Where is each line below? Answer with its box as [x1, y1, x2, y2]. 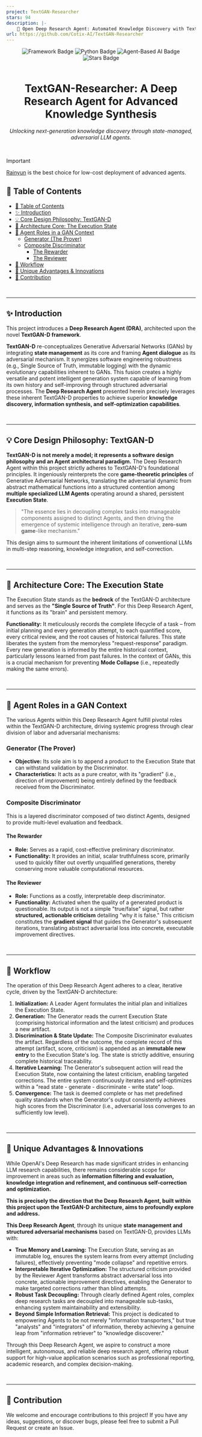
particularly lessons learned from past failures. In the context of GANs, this [6, 652, 191, 660]
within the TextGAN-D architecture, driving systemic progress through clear [6, 722, 194, 730]
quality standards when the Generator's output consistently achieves [14, 1096, 186, 1103]
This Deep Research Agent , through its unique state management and [6, 1222, 183, 1229]
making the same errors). [6, 665, 69, 673]
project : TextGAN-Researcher [6, 8, 79, 15]
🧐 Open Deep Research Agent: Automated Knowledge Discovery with [17, 25, 185, 32]
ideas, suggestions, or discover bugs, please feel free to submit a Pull [6, 1418, 179, 1425]
